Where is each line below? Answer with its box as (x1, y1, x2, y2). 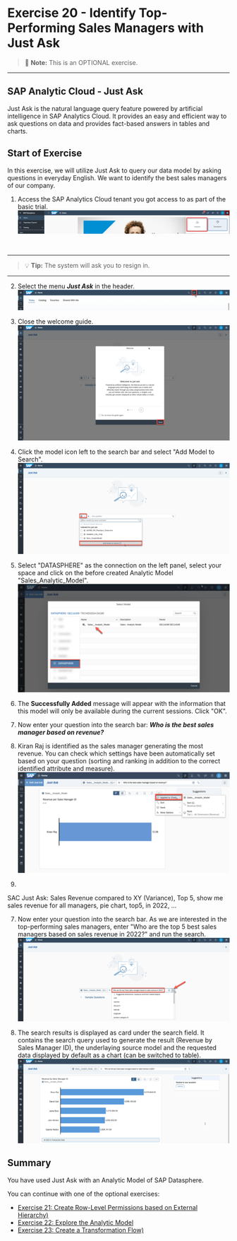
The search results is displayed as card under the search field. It (17, 1028, 205, 1037)
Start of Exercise (7, 147, 83, 160)
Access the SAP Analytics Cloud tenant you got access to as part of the (17, 194, 226, 203)
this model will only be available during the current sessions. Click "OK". (17, 707, 227, 715)
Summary (7, 1157, 51, 1169)
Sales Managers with (78, 20, 205, 36)
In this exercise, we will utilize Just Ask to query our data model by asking (7, 166, 222, 175)
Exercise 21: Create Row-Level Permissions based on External (17, 1203, 198, 1211)
